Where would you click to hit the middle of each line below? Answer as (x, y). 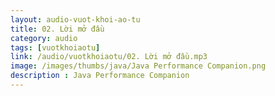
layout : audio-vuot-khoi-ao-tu (75, 19)
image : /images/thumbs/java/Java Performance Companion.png (138, 66)
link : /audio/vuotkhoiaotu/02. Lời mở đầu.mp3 (109, 57)
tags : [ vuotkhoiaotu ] (55, 47)
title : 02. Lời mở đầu (57, 29)
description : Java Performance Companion (100, 76)
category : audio (44, 38)
